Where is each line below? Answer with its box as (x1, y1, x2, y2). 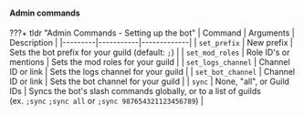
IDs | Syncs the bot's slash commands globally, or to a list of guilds (9, 86, 262, 97)
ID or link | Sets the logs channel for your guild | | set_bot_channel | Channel (9, 67, 295, 78)
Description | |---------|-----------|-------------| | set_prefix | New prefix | (9, 37, 294, 48)
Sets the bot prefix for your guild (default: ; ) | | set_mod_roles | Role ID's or (9, 47, 290, 58)
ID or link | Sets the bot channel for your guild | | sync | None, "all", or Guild (9, 76, 290, 87)
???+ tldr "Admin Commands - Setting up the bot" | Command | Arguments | (9, 27, 295, 38)
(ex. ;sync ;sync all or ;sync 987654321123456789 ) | (9, 96, 204, 107)
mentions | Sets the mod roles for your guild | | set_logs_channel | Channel (9, 57, 290, 68)
